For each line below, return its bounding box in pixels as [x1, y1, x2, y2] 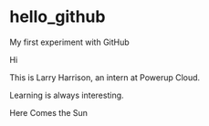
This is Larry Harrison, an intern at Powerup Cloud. [9, 71, 201, 83]
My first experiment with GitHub [9, 37, 130, 47]
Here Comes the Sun [9, 107, 89, 118]
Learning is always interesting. [9, 89, 125, 100]
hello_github [9, 6, 106, 27]
